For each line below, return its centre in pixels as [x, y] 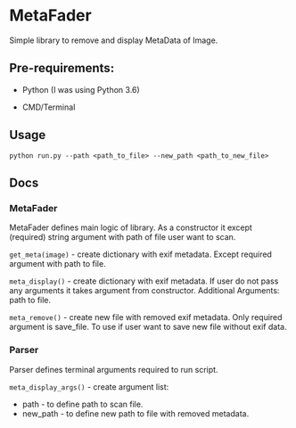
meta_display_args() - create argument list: [89, 387]
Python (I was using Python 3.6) [81, 89]
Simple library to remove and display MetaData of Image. [114, 40]
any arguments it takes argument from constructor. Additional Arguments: [144, 291]
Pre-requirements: [62, 68]
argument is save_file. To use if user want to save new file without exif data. [148, 327]
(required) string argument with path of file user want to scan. [123, 237]
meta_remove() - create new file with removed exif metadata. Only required [146, 317]
